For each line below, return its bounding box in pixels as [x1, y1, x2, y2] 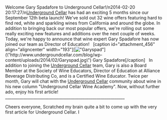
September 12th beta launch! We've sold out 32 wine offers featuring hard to [5, 15, 163, 20]
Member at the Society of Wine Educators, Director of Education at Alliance [5, 68, 161, 74]
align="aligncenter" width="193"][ [5, 47, 75, 52]
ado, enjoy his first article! [5, 89, 59, 95]
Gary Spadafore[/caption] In [92, 57, 153, 63]
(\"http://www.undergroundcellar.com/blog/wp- [5, 52, 103, 58]
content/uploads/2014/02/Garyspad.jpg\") [5, 57, 92, 63]
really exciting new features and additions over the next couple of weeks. [5, 31, 156, 36]
